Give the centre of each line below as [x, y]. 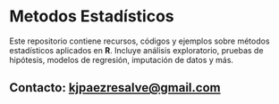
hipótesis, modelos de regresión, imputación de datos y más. [122, 60]
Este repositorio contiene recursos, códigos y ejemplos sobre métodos [139, 41]
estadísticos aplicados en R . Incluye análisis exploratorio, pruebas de [136, 50]
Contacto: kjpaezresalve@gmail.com [115, 88]
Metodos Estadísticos [92, 16]
